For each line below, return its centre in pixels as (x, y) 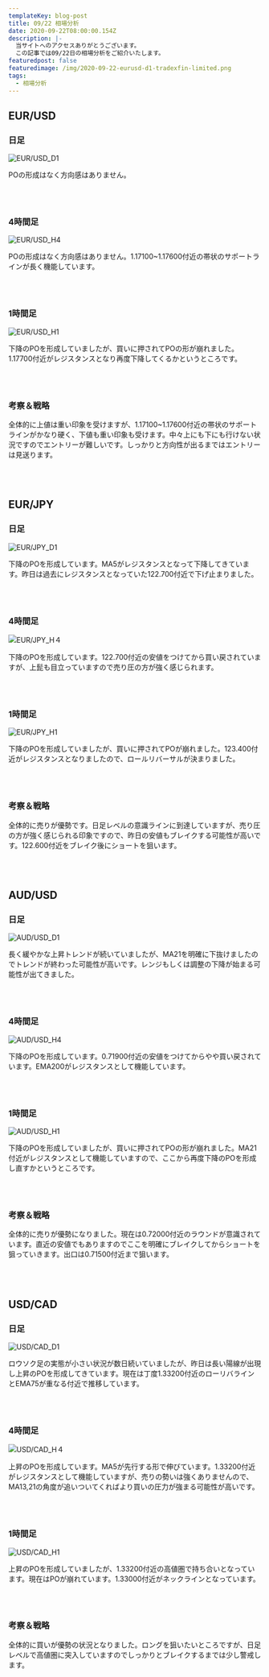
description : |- (35, 38)
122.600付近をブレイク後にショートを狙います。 (101, 845)
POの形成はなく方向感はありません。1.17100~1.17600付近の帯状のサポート (130, 257)
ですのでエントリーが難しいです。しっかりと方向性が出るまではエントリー (138, 445)
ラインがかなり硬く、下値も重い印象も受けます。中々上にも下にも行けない (131, 435)
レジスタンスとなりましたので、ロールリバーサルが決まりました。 (131, 759)
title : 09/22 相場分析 (44, 23)
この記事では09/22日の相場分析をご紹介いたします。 (90, 53)
